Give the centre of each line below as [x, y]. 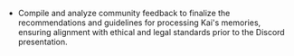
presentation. [43, 42]
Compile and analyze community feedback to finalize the [124, 13]
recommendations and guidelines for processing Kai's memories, [139, 23]
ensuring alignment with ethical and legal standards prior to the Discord [151, 32]
